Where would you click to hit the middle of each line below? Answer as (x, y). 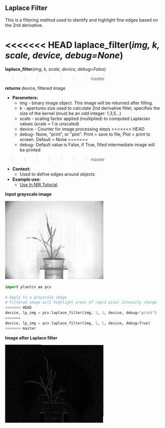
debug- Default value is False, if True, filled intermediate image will (87, 144)
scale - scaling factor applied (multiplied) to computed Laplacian (85, 118)
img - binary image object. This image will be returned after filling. (86, 103)
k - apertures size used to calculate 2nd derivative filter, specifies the (90, 108)
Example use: (26, 179)
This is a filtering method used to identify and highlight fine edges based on (82, 20)
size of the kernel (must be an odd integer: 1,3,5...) (70, 113)
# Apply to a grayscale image (36, 297)
